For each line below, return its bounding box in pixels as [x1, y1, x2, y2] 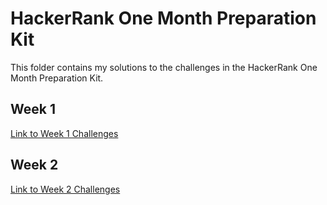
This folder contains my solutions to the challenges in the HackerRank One [10, 61, 318, 73]
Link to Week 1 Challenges [10, 127, 119, 139]
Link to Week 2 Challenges [10, 183, 121, 195]
